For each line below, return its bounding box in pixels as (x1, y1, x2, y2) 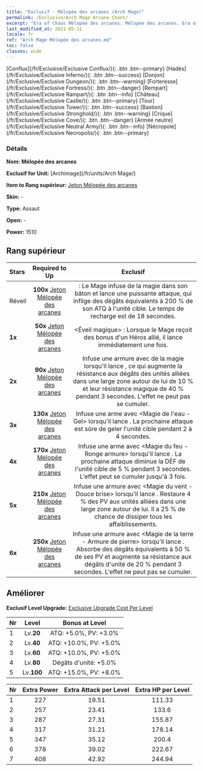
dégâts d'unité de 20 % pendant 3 (84, 560, 182, 568)
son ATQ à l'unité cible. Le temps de (82, 304, 184, 312)
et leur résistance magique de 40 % (82, 384, 184, 393)
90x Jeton (34, 366, 65, 374)
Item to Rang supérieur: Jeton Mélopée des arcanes (6, 182, 138, 189)
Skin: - (6, 193, 24, 200)
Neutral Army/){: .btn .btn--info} (66, 122, 145, 130)
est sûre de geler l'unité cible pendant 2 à (74, 424, 192, 433)
